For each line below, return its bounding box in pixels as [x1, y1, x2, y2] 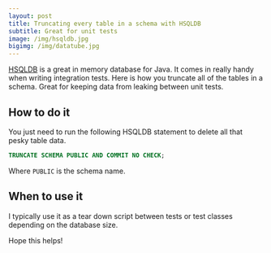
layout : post [8, 11, 53, 20]
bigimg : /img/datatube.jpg [8, 42, 100, 50]
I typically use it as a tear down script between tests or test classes [8, 211, 233, 220]
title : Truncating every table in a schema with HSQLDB [8, 20, 201, 28]
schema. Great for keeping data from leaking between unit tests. [8, 82, 224, 92]
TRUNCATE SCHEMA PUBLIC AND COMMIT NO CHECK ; [8, 151, 165, 159]
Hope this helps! [8, 235, 63, 245]
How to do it [8, 105, 71, 119]
